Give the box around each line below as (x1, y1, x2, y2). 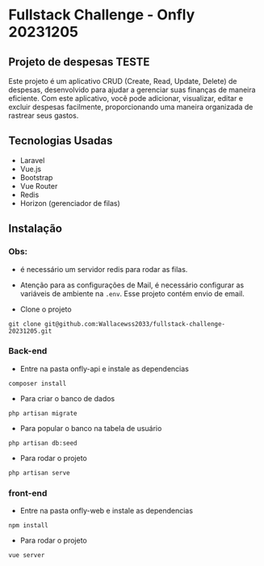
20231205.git (8, 327, 52, 335)
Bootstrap (19, 172, 53, 182)
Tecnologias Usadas (8, 134, 113, 148)
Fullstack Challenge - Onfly (8, 6, 195, 24)
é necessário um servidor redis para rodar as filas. (19, 264, 188, 274)
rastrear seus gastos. (8, 111, 79, 120)
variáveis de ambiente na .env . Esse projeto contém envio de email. (19, 288, 245, 298)
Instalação (8, 222, 63, 236)
